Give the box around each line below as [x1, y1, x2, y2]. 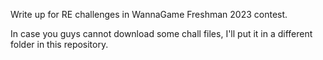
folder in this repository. [10, 39, 109, 50]
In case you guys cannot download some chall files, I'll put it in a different [10, 28, 313, 39]
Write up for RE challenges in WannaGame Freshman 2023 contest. [10, 9, 288, 20]
